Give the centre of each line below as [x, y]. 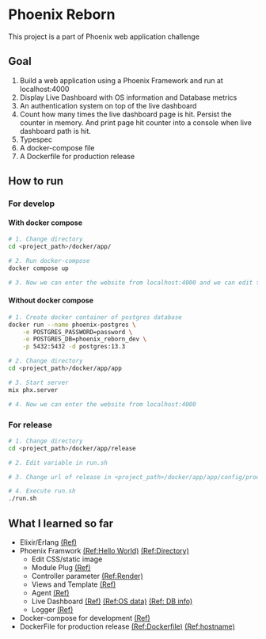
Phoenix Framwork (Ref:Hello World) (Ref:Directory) [104, 550]
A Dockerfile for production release [77, 156]
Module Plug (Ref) [61, 567]
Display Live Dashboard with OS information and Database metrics [128, 97]
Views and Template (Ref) [74, 584]
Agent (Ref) [50, 592]
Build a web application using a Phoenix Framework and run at [121, 80]
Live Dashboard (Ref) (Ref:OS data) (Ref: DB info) [112, 601]
